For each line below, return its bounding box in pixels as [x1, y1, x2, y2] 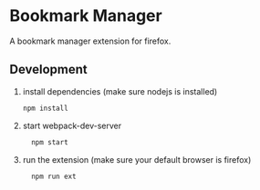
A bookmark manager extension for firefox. [9, 35, 172, 46]
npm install [22, 104, 68, 113]
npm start [31, 137, 68, 146]
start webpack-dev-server [22, 120, 121, 131]
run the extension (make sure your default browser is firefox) [22, 154, 252, 165]
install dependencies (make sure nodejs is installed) [22, 85, 218, 96]
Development [9, 62, 88, 77]
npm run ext [31, 172, 77, 181]
